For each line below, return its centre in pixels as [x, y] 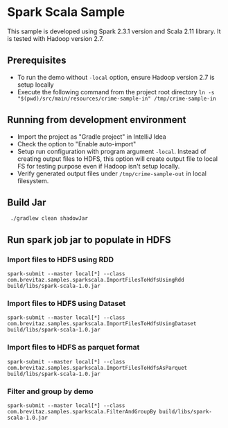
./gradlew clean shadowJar [49, 219]
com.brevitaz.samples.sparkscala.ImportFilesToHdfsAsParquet [97, 368]
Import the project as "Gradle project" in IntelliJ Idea [91, 137]
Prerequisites [37, 61]
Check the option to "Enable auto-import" [77, 144]
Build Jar [27, 202]
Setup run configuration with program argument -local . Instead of [112, 151]
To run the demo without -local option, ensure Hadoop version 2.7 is [116, 77]
